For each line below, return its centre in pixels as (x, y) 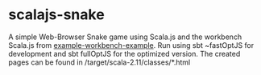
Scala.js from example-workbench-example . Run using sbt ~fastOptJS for (131, 45)
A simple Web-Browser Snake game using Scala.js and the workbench (125, 37)
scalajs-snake (56, 15)
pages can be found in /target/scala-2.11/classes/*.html (99, 62)
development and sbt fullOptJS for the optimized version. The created (124, 53)
